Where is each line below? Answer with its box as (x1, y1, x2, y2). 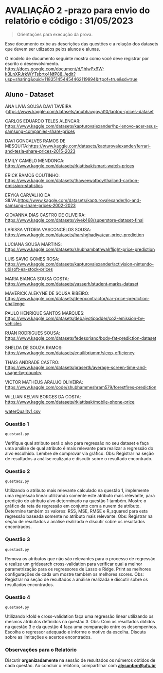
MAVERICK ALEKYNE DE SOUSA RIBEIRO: (5, 290, 90, 296)
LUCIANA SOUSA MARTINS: (5, 241, 62, 247)
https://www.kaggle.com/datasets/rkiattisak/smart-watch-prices (5, 163, 135, 168)
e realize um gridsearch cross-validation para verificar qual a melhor (5, 561, 143, 567)
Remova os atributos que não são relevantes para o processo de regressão (5, 555, 156, 561)
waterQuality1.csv (5, 408, 41, 414)
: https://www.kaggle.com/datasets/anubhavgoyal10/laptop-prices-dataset (5, 108, 154, 114)
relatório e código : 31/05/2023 (5, 15, 134, 26)
